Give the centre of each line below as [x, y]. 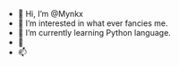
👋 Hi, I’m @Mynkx [50, 14]
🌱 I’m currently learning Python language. [94, 33]
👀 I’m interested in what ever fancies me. [93, 23]
